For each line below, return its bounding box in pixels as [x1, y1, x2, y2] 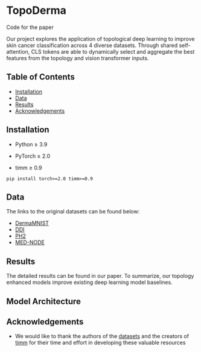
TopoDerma [6, 4, 66, 17]
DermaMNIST [14, 219, 49, 227]
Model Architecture [6, 296, 81, 306]
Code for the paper [6, 24, 54, 31]
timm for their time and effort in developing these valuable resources [14, 339, 186, 347]
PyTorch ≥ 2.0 [14, 152, 50, 160]
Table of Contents [6, 72, 75, 82]
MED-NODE [14, 239, 45, 246]
